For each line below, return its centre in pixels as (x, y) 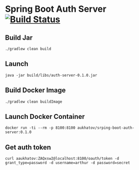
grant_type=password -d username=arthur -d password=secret (68, 163)
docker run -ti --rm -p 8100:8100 (40, 128)
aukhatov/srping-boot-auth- (106, 128)
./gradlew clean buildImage (34, 102)
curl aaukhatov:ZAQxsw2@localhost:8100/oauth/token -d (62, 159)
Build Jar (19, 38)
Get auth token (28, 147)
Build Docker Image (35, 90)
